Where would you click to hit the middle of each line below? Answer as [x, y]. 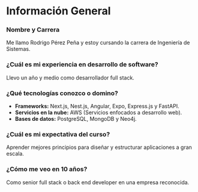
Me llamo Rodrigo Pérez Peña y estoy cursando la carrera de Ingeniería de [98, 42]
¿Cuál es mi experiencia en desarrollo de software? [82, 65]
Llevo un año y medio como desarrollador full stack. [70, 77]
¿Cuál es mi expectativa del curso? [58, 134]
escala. [15, 154]
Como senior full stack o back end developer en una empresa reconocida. [98, 182]
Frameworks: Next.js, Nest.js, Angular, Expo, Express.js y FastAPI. [97, 106]
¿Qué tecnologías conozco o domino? [62, 93]
